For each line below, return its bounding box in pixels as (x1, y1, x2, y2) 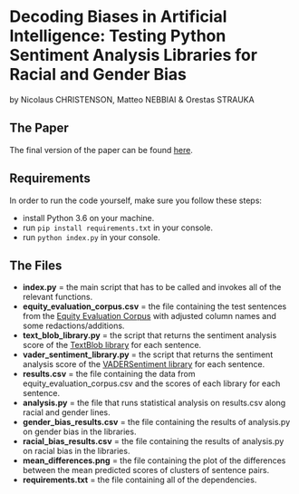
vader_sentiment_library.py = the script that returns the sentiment (22, 349, 274, 360)
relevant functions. (22, 292, 93, 303)
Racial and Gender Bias (9, 64, 188, 85)
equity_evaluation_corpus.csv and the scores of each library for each (22, 378, 281, 389)
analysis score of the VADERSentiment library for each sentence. (22, 359, 265, 370)
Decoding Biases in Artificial (9, 6, 227, 27)
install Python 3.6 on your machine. (22, 212, 155, 223)
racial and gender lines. (22, 407, 111, 418)
